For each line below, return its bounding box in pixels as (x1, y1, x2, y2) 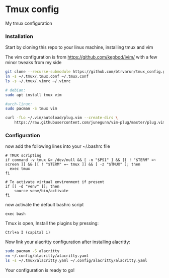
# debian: (5, 87, 26, 93)
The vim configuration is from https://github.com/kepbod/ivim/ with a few (5, 54, 157, 60)
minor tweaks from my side (5, 60, 62, 66)
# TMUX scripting (5, 153, 42, 158)
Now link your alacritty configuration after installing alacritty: (5, 239, 131, 245)
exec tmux (10, 166, 30, 172)
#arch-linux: (5, 101, 33, 106)
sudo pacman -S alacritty (5, 249, 59, 254)
